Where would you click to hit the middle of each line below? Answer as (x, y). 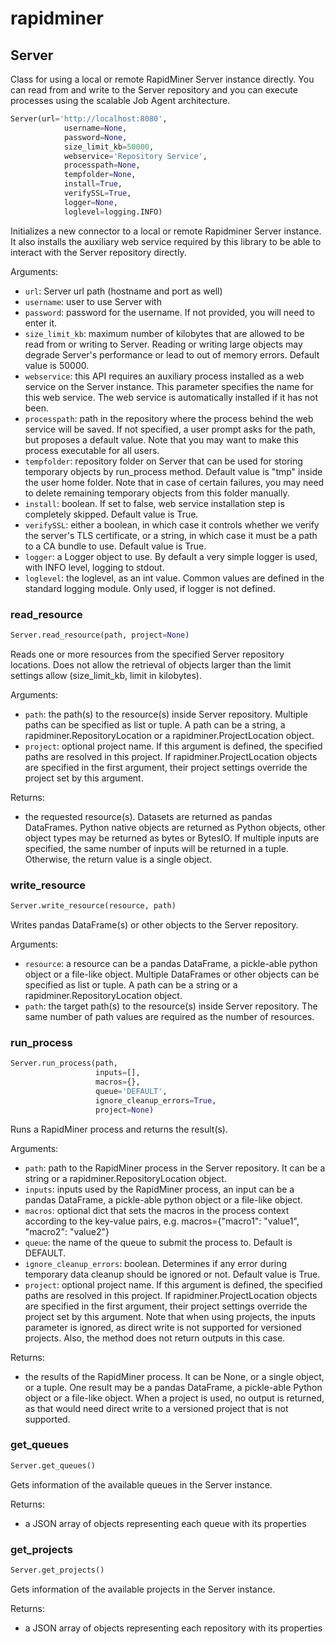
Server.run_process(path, (64, 1063)
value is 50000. (57, 365)
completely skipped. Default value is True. (111, 514)
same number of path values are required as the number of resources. (169, 1016)
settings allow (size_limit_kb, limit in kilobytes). (106, 675)
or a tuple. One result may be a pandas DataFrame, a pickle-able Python (173, 1387)
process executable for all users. (92, 450)
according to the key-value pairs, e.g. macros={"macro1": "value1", (162, 1221)
